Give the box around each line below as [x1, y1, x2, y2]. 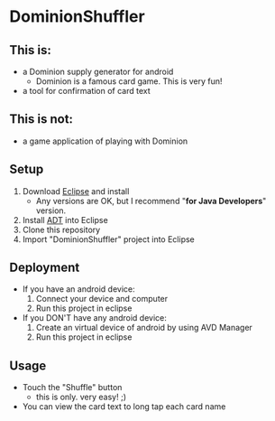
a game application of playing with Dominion [22, 136, 188, 146]
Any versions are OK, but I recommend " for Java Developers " [35, 195, 267, 206]
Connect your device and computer [35, 294, 169, 304]
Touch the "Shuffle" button [22, 382, 123, 393]
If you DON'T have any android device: [22, 313, 167, 323]
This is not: [9, 111, 74, 127]
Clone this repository [22, 224, 101, 235]
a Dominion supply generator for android [22, 66, 174, 77]
